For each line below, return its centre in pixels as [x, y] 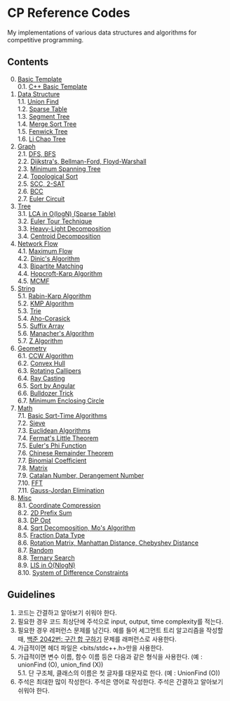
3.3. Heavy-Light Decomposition [64, 228]
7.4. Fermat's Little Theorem [58, 438]
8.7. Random [35, 550]
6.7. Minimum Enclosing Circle [61, 400]
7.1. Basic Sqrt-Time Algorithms [62, 415]
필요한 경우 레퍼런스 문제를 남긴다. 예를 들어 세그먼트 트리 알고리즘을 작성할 [120, 630]
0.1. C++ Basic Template [52, 87]
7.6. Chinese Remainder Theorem [65, 453]
